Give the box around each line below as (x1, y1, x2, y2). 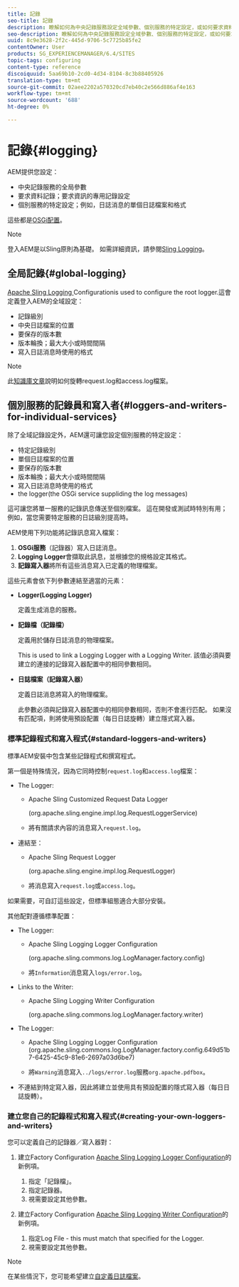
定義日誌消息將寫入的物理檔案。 (17, 690, 112, 699)
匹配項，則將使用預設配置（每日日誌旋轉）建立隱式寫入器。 (23, 714, 199, 723)
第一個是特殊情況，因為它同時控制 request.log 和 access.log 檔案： (7, 766, 199, 775)
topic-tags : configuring (7, 57, 81, 64)
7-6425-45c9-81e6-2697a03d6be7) (28, 1053, 135, 1062)
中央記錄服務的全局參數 (17, 183, 87, 191)
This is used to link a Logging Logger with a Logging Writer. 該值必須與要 (17, 651, 231, 660)
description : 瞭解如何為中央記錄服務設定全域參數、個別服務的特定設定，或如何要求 (7, 24, 224, 31)
